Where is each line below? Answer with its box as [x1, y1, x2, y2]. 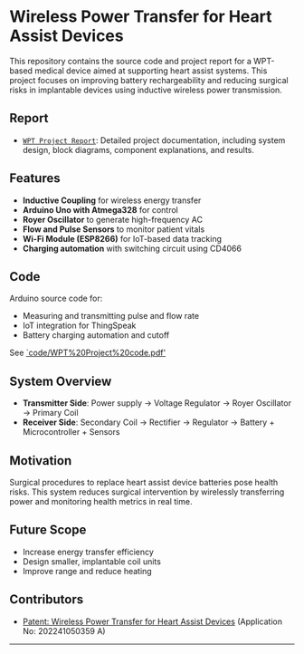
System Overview [9, 373, 112, 389]
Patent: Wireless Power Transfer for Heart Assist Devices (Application [22, 616, 283, 627]
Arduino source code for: [9, 293, 103, 304]
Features [9, 170, 61, 187]
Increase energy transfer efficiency [22, 546, 154, 557]
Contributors [9, 591, 84, 608]
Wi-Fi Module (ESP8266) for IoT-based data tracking [22, 233, 223, 244]
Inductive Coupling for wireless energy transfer [22, 195, 202, 206]
